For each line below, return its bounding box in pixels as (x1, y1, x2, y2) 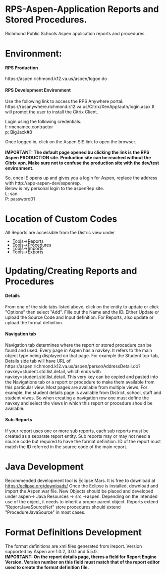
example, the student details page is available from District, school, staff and (5, 389, 162, 395)
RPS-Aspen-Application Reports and (5, 3, 159, 15)
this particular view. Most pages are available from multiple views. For (5, 384, 148, 390)
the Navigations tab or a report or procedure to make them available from (5, 379, 155, 385)
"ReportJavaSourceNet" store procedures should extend (5, 504, 121, 510)
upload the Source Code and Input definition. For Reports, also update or (5, 314, 154, 320)
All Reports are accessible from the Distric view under (5, 230, 115, 236)
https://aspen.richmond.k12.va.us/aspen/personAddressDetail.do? (5, 363, 141, 369)
